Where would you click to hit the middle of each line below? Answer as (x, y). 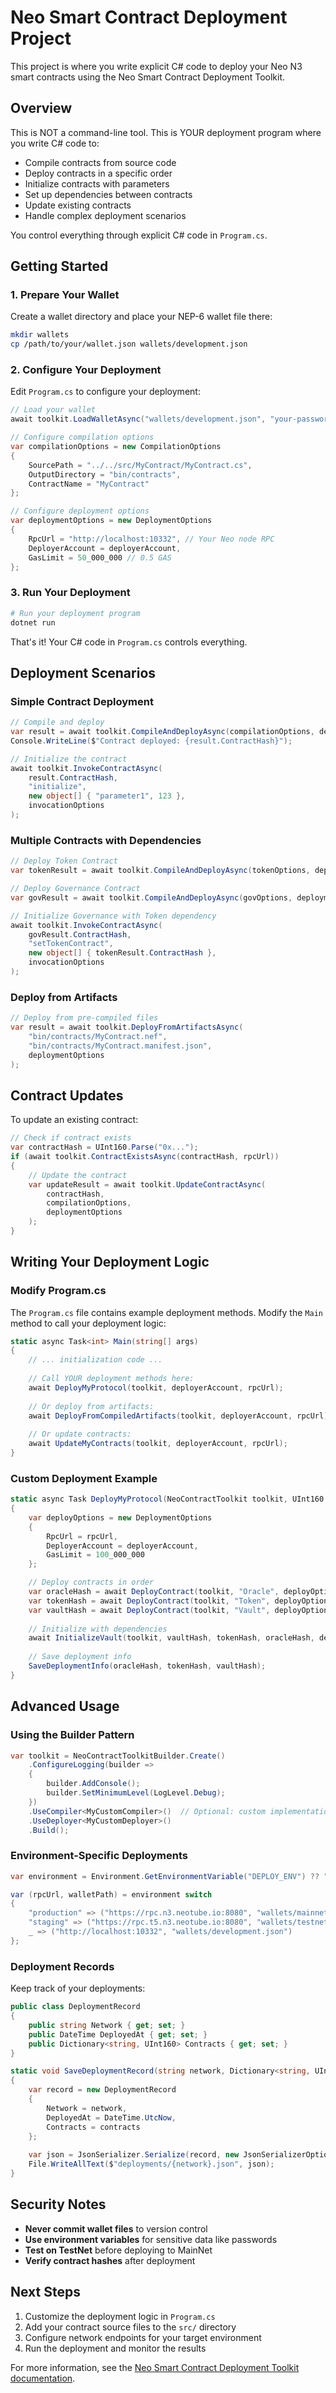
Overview (41, 108)
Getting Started (59, 266)
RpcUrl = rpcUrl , (82, 1536)
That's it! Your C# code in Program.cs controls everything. (129, 642)
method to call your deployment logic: (88, 1323)
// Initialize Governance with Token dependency (113, 916)
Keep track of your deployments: (78, 1988)
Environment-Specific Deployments (99, 1856)
